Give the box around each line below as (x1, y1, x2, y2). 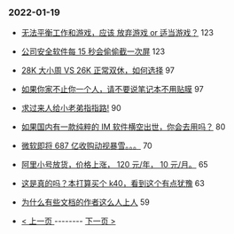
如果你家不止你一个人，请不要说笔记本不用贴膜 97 (20, 84, 205, 95)
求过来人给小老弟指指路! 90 (20, 103, 121, 113)
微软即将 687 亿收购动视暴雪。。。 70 (20, 140, 152, 152)
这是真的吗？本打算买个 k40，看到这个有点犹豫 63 (20, 178, 205, 189)
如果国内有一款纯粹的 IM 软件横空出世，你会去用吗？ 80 (20, 121, 226, 132)
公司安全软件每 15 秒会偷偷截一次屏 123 (20, 46, 166, 57)
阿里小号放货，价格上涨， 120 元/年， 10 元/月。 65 (20, 160, 209, 170)
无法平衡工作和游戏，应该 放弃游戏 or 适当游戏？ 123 (20, 27, 214, 38)
